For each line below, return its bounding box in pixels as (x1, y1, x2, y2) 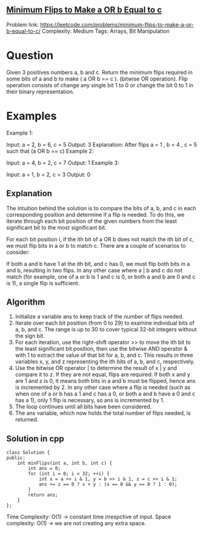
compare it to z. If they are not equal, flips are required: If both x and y (15, 371, 191, 378)
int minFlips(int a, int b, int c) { (17, 460, 113, 466)
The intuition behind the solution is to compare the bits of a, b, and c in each (6, 204, 197, 211)
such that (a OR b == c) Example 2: (6, 147, 94, 154)
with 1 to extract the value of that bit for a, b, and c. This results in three (15, 351, 193, 359)
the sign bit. (15, 333, 45, 340)
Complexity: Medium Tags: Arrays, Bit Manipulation (41, 27, 170, 35)
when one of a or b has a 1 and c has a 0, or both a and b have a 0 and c (15, 390, 196, 397)
